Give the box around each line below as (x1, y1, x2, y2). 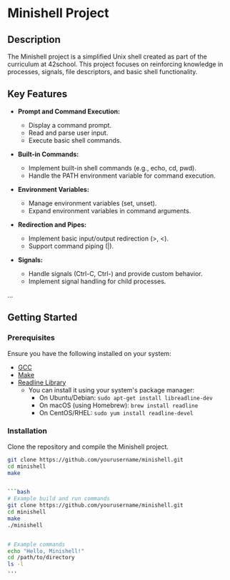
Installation (7, 426, 48, 436)
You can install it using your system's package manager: (28, 385, 195, 394)
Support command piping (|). (28, 241, 114, 250)
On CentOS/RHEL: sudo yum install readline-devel (39, 408, 194, 417)
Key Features (7, 88, 68, 101)
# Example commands (7, 541, 66, 548)
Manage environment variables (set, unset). (28, 198, 157, 208)
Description (7, 34, 61, 46)
